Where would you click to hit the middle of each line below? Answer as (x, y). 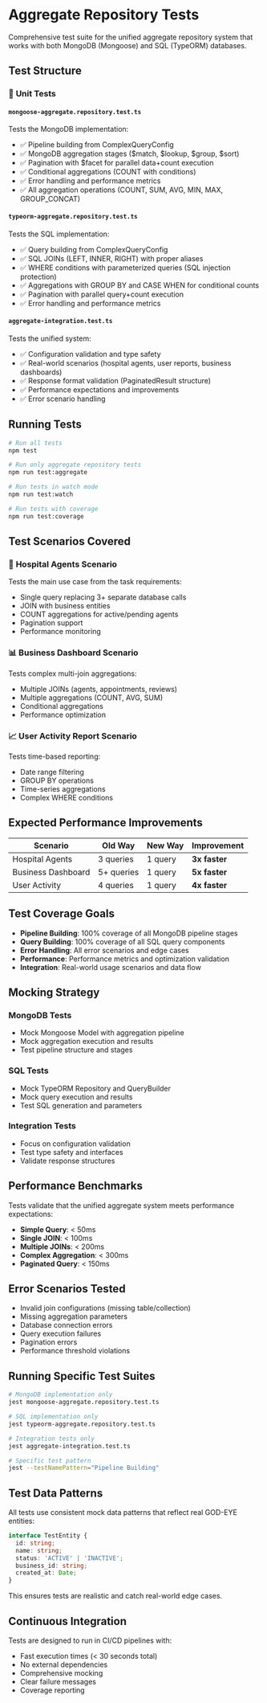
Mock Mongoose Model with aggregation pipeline (102, 1033)
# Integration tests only (51, 1439)
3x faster (209, 859)
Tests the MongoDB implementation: (69, 129)
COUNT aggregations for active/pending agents (99, 614)
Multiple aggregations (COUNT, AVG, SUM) (91, 698)
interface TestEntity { (48, 1536)
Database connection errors (66, 1325)
